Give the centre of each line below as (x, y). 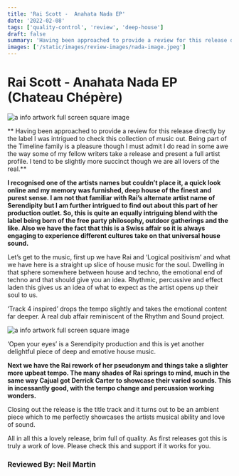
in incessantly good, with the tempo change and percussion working (111, 388)
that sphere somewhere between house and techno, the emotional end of (115, 272)
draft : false (27, 34)
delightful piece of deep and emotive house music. (82, 351)
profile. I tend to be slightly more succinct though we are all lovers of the (113, 161)
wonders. (22, 395)
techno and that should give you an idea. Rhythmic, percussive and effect (115, 279)
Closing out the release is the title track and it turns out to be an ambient (113, 409)
